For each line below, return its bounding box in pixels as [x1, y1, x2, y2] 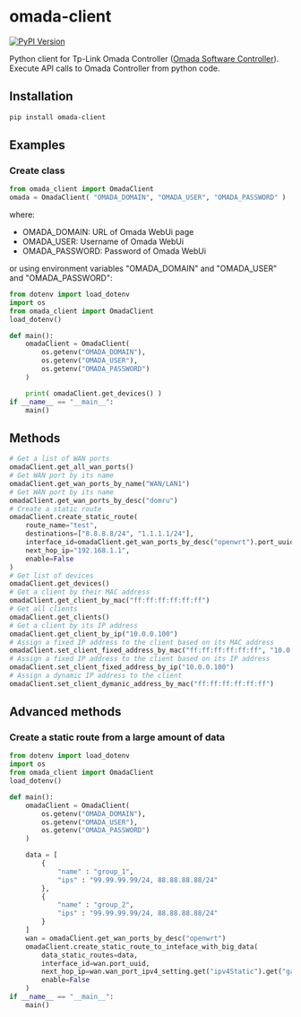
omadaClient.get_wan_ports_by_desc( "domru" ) [9, 496, 178, 505]
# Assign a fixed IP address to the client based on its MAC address [9, 638, 275, 647]
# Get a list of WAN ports [9, 455, 110, 464]
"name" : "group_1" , [56, 867, 134, 876]
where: [9, 209, 36, 221]
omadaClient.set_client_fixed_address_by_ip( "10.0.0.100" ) [9, 663, 235, 672]
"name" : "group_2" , [56, 900, 134, 909]
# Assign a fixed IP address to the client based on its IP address [9, 655, 271, 664]
